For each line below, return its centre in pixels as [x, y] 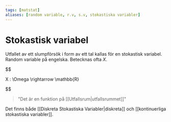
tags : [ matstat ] [22, 10]
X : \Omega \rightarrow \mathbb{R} [42, 79]
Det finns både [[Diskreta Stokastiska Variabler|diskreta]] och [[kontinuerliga [86, 109]
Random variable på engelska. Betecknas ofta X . [56, 60]
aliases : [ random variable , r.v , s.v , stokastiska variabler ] [73, 15]
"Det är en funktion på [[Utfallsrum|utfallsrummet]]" [72, 99]
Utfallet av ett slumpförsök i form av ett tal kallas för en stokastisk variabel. [84, 54]
